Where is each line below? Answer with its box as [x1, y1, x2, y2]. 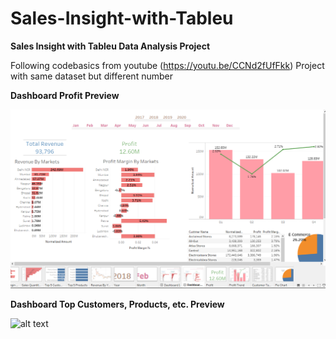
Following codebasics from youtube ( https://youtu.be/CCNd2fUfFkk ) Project [10, 59, 325, 71]
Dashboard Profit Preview [10, 89, 120, 101]
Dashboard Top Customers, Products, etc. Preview [10, 298, 225, 310]
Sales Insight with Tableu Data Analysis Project [10, 40, 211, 52]
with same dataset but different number [10, 70, 173, 82]
